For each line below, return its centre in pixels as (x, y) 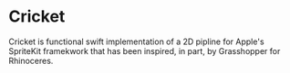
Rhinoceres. (31, 60)
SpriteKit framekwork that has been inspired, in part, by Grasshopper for (145, 50)
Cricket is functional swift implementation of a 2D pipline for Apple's (137, 41)
